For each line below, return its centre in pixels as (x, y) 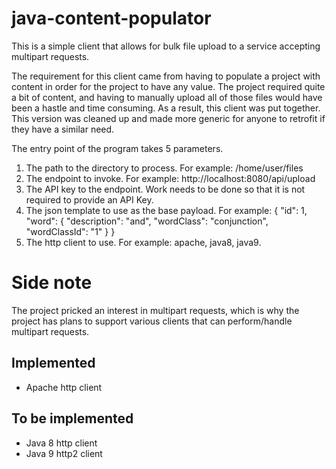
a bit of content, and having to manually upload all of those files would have (167, 97)
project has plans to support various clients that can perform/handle (152, 321)
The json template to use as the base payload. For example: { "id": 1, (166, 210)
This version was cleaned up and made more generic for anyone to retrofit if (168, 118)
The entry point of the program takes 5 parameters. (117, 148)
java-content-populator (111, 18)
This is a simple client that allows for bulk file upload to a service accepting (166, 46)
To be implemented (72, 418)
